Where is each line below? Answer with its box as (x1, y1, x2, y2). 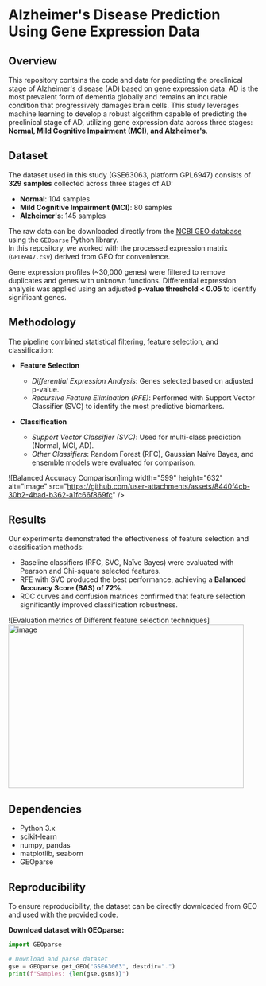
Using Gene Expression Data (8, 22, 200, 41)
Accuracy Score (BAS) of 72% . (19, 583, 123, 593)
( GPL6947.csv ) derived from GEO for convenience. (8, 251, 171, 261)
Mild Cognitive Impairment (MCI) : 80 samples (19, 202, 172, 212)
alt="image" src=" (8, 481, 67, 491)
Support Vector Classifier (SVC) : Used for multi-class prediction (31, 432, 241, 442)
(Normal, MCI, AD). (31, 440, 94, 450)
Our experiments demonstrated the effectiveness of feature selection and (8, 534, 249, 544)
